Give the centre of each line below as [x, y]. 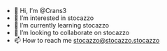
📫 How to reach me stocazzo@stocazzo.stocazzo [87, 40]
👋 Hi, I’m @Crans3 [40, 11]
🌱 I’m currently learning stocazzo [61, 25]
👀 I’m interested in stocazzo [54, 18]
